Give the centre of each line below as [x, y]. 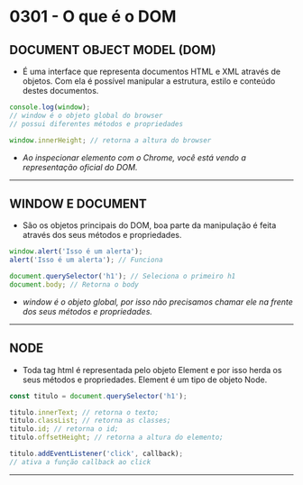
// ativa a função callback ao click [80, 462]
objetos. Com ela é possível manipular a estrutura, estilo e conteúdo [149, 81]
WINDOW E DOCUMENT [78, 203]
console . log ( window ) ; [50, 107]
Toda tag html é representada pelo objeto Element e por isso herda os [152, 370]
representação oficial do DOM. [80, 167]
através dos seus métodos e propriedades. [102, 235]
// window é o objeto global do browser [87, 115]
